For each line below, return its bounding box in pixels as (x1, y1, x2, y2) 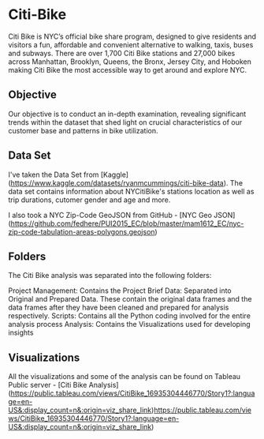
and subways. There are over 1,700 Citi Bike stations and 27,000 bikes (8, 48, 236, 58)
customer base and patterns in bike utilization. (8, 126, 159, 135)
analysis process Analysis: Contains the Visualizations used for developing (8, 320, 251, 329)
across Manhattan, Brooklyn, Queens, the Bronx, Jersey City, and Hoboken (8, 57, 252, 66)
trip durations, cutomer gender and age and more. (8, 195, 171, 204)
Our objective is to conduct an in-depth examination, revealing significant (8, 109, 247, 118)
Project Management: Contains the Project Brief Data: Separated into (8, 286, 232, 295)
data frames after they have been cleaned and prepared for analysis (8, 302, 229, 313)
